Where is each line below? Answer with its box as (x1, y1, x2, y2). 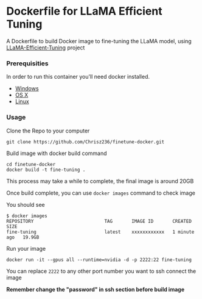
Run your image (6, 245, 46, 252)
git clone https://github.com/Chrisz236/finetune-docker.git (6, 139, 165, 145)
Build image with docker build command (6, 149, 108, 157)
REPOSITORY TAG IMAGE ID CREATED (6, 218, 192, 224)
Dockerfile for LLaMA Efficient (6, 4, 162, 18)
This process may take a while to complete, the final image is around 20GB (6, 177, 194, 184)
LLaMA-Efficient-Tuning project (6, 44, 85, 51)
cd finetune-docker (6, 161, 56, 167)
